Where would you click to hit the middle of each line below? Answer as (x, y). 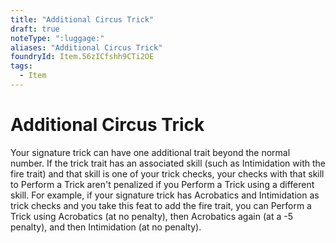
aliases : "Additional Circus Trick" (86, 47)
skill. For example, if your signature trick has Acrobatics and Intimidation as (165, 195)
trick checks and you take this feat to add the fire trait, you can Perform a (161, 205)
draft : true (35, 29)
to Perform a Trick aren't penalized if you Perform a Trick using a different (162, 184)
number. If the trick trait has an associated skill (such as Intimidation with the (168, 163)
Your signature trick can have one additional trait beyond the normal (150, 152)
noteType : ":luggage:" (57, 38)
